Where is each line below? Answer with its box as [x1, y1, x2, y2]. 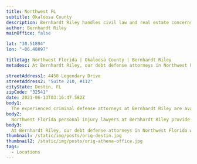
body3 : [6, 122, 22, 128]
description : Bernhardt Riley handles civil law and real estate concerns [6, 19, 193, 25]
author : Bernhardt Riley [6, 25, 67, 31]
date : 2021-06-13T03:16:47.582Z [6, 95, 85, 101]
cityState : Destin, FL [6, 84, 62, 90]
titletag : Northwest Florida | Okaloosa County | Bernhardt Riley [6, 57, 172, 63]
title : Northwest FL [6, 8, 57, 15]
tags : [6, 144, 19, 150]
